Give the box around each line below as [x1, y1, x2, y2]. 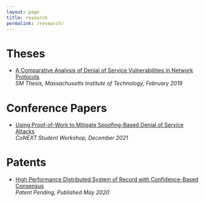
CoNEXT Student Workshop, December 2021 [15, 134, 129, 142]
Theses [6, 46, 45, 60]
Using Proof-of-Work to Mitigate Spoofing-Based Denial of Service [15, 121, 184, 129]
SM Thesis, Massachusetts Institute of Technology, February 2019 [15, 80, 183, 87]
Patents [6, 156, 47, 170]
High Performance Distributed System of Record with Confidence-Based [15, 176, 199, 183]
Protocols [15, 73, 40, 81]
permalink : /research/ [6, 20, 64, 26]
